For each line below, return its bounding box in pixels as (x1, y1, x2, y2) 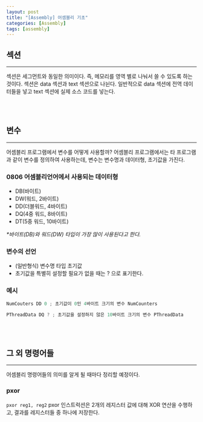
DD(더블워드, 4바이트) (14, 203, 68, 210)
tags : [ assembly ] (6, 25, 50, 32)
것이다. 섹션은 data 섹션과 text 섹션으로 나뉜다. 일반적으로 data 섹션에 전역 (6, 80, 182, 88)
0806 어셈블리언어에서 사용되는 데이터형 (6, 172, 118, 181)
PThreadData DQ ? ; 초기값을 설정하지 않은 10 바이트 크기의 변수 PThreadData (6, 312, 184, 318)
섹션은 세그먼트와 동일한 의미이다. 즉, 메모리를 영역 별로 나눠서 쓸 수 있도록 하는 (6, 73, 193, 80)
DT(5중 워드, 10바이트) (14, 218, 69, 225)
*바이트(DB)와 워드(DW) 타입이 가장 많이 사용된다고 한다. (6, 231, 141, 238)
